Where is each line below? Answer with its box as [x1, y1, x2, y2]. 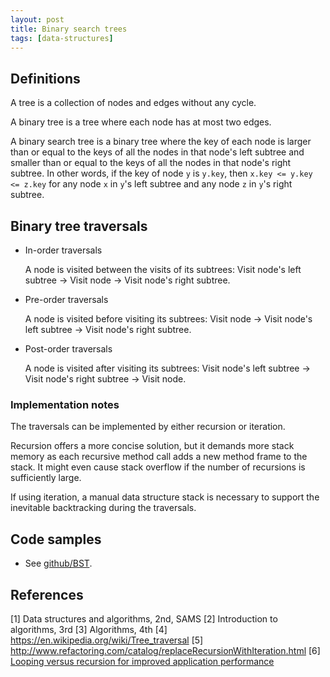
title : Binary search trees [10, 24, 128, 34]
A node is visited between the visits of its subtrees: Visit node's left [24, 264, 302, 275]
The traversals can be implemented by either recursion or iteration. [10, 421, 286, 433]
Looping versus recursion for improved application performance [10, 655, 275, 667]
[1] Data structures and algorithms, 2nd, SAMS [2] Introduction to [10, 612, 278, 625]
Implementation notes [10, 397, 120, 411]
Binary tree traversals [10, 217, 148, 235]
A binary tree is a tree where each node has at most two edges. [10, 116, 272, 128]
